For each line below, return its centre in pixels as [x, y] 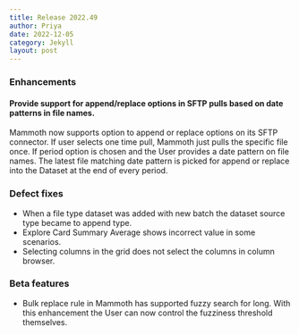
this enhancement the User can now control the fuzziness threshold [147, 313]
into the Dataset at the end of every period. [89, 171]
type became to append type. [77, 222]
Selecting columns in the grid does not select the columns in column [148, 251]
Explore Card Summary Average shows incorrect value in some [139, 232]
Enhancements [43, 82]
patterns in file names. [52, 113]
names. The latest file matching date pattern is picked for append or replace [149, 161]
